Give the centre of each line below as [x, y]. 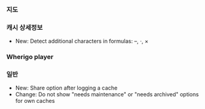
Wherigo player [30, 57]
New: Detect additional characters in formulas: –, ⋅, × [82, 41]
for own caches [35, 101]
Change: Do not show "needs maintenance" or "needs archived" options [107, 94]
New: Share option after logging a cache [66, 88]
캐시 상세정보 [25, 27]
